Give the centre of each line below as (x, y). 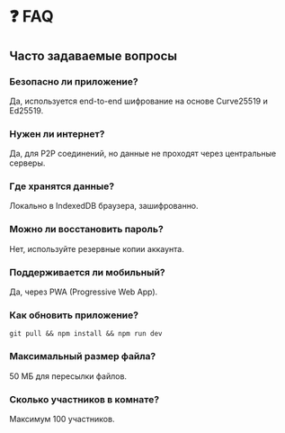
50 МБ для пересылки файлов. (68, 376)
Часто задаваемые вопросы (94, 55)
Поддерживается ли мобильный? (87, 272)
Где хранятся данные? (62, 186)
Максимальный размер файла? (83, 356)
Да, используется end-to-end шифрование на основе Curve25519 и (138, 101)
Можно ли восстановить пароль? (86, 230)
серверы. (27, 163)
